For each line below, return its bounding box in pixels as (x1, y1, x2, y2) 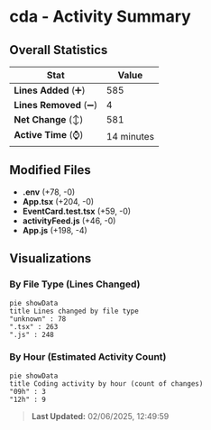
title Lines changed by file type (9, 306, 140, 316)
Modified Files (9, 162, 92, 178)
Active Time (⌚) (14, 129, 84, 141)
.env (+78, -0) (22, 187, 76, 197)
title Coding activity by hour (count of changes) (9, 379, 204, 389)
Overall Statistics (9, 42, 108, 58)
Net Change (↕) (14, 114, 84, 125)
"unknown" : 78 (9, 314, 67, 324)
